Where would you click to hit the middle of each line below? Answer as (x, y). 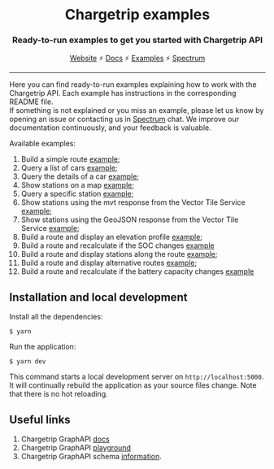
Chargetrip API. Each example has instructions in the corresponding (123, 93)
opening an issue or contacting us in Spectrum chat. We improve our (124, 119)
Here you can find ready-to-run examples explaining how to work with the (133, 85)
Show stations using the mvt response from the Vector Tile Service (133, 202)
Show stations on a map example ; (78, 185)
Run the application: (43, 347)
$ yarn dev (28, 362)
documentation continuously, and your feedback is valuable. (110, 128)
